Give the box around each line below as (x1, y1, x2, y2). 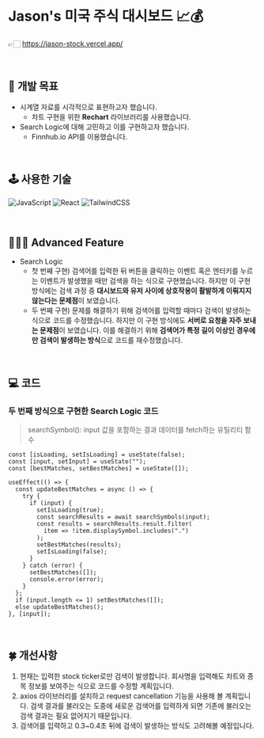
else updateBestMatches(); (15, 603, 104, 611)
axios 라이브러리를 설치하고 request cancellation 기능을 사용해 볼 (19, 690, 224, 701)
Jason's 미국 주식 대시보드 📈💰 (8, 7, 204, 25)
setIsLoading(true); (36, 506, 104, 515)
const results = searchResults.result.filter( (36, 520, 193, 528)
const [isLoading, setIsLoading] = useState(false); (8, 451, 186, 459)
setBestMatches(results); (36, 541, 123, 549)
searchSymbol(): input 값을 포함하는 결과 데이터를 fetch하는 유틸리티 (27, 425, 243, 435)
